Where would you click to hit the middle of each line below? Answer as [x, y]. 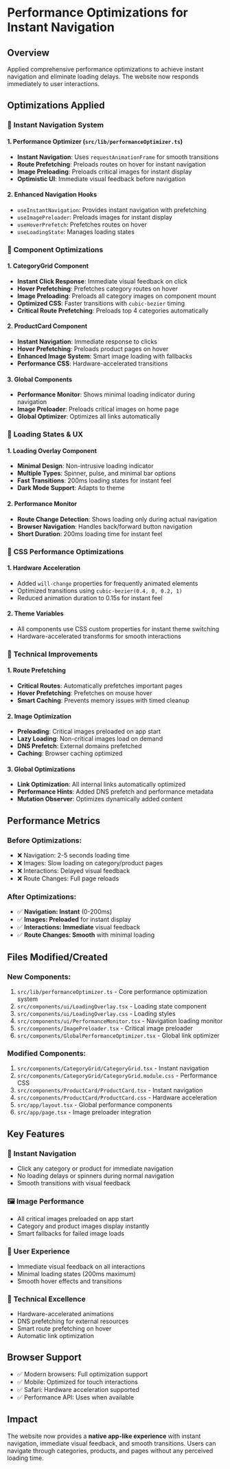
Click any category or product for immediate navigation [95, 1169]
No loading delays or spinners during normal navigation [95, 1176]
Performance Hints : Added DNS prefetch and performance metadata [115, 792]
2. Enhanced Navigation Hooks [52, 195]
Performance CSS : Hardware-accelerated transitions [92, 363]
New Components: [39, 977]
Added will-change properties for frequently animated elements [107, 583]
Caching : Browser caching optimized [70, 753]
